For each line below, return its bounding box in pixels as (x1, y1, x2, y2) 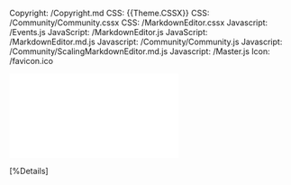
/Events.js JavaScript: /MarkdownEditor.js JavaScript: (9, 27, 208, 37)
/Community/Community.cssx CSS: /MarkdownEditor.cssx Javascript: (9, 17, 268, 28)
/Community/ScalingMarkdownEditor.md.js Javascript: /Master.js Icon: (9, 46, 270, 57)
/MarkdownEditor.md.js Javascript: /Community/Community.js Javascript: (9, 36, 283, 47)
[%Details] (9, 166, 49, 176)
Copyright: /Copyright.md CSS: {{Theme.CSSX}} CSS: (9, 8, 210, 18)
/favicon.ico (9, 56, 54, 66)
